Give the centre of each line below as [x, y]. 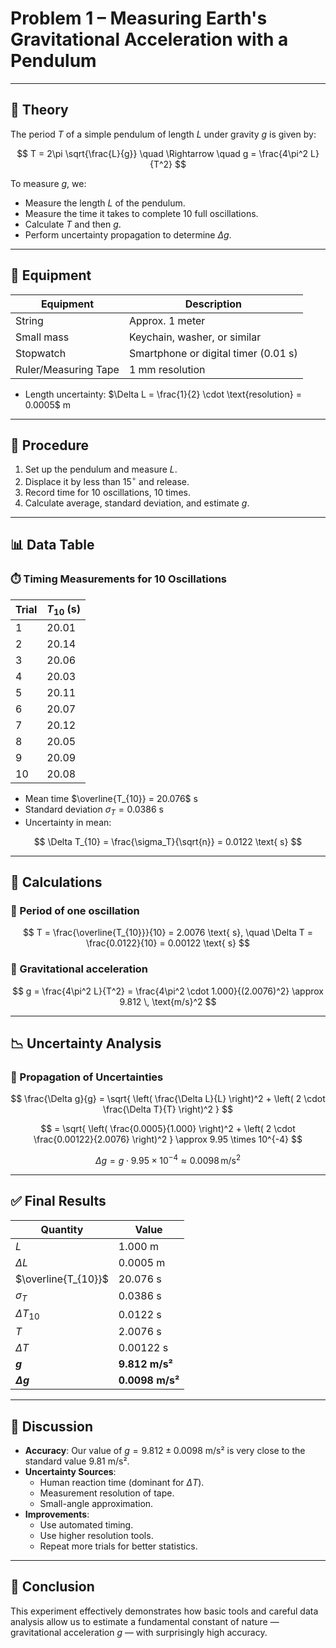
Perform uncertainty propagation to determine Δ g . [128, 234]
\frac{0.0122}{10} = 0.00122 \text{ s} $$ [168, 943]
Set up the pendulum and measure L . [101, 469]
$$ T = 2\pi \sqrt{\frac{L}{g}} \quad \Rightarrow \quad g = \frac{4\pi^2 [162, 153]
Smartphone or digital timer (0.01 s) [213, 353]
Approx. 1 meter [167, 320]
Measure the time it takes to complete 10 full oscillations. [141, 213]
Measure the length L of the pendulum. [105, 203]
